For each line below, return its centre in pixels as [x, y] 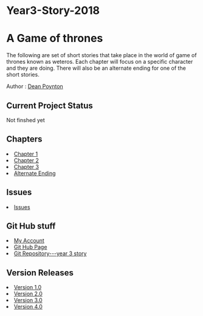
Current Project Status [50, 105]
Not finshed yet [26, 120]
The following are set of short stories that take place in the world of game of [101, 55]
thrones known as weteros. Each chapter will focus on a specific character [100, 62]
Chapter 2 [27, 160]
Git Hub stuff [31, 226]
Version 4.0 [28, 307]
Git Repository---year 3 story [50, 253]
